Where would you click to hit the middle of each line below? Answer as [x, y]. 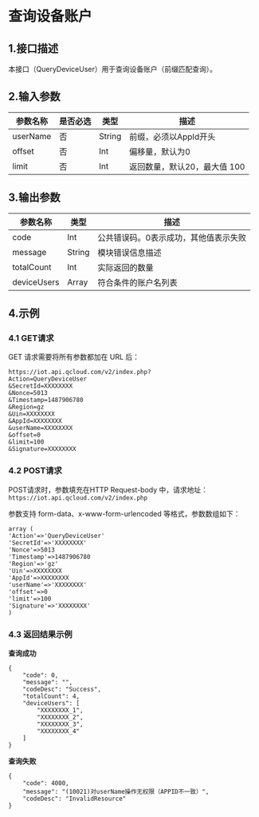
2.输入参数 [35, 97]
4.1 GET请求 [31, 338]
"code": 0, [41, 675]
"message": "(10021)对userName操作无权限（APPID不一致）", [116, 791]
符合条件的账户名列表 [137, 282]
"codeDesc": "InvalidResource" [75, 799]
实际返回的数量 [126, 267]
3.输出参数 [35, 198]
